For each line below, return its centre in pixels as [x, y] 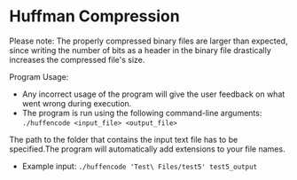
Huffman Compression [94, 16]
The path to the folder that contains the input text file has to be [124, 139]
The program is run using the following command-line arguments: [142, 113]
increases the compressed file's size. [77, 59]
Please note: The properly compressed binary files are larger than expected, [148, 41]
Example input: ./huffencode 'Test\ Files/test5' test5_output [140, 166]
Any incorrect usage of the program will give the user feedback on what [153, 94]
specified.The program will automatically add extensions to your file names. [147, 149]
